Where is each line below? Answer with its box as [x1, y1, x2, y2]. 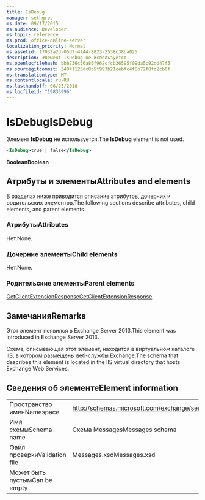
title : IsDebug [6, 9, 45, 15]
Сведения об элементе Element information [6, 382, 179, 393]
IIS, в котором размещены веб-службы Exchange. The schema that [6, 352, 179, 359]
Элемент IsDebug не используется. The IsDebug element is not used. [6, 135, 184, 143]
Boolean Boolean [6, 158, 49, 165]
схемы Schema [9, 425, 52, 434]
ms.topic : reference [6, 32, 59, 38]
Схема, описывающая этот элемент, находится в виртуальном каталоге [6, 346, 195, 353]
